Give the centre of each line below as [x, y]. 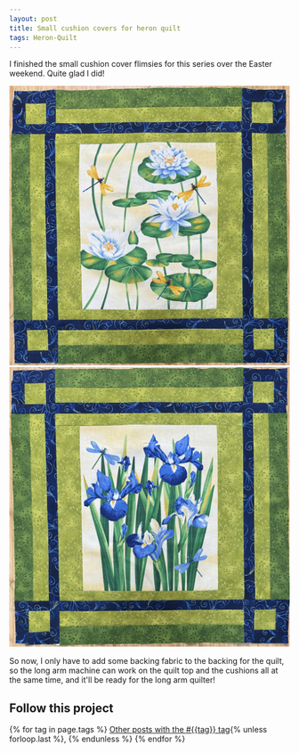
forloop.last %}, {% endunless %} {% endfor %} [97, 739]
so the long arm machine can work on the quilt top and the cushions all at [144, 671]
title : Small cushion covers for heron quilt [95, 28]
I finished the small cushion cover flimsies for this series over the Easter [141, 64]
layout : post [33, 19]
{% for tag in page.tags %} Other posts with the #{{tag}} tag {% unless [138, 730]
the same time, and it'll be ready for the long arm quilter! [112, 680]
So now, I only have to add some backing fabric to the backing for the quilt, [147, 661]
